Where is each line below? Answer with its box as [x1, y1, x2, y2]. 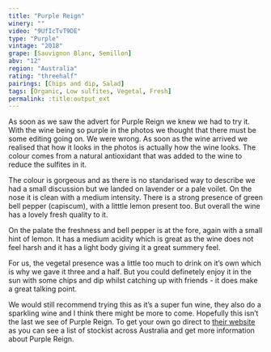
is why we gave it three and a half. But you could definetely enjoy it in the [8, 267, 252, 277]
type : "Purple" [8, 34, 60, 43]
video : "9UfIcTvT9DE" [8, 27, 82, 35]
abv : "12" [8, 57, 42, 66]
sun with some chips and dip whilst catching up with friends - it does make [8, 276, 258, 286]
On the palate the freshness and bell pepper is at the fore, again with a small [8, 226, 263, 235]
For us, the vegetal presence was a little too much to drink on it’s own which [8, 258, 261, 268]
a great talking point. [8, 284, 78, 294]
